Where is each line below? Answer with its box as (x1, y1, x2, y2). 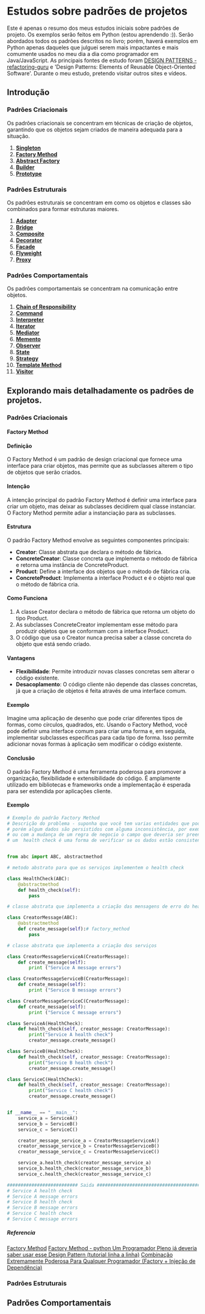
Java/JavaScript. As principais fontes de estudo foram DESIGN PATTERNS (7, 57, 193, 64)
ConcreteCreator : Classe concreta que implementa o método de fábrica (15, 555, 198, 562)
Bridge (15, 223, 33, 231)
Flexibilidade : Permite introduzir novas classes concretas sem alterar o (15, 668, 195, 675)
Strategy (15, 355, 39, 363)
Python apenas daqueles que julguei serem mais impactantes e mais (7, 44, 179, 51)
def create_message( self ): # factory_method (18, 926, 130, 932)
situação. (7, 132, 30, 139)
